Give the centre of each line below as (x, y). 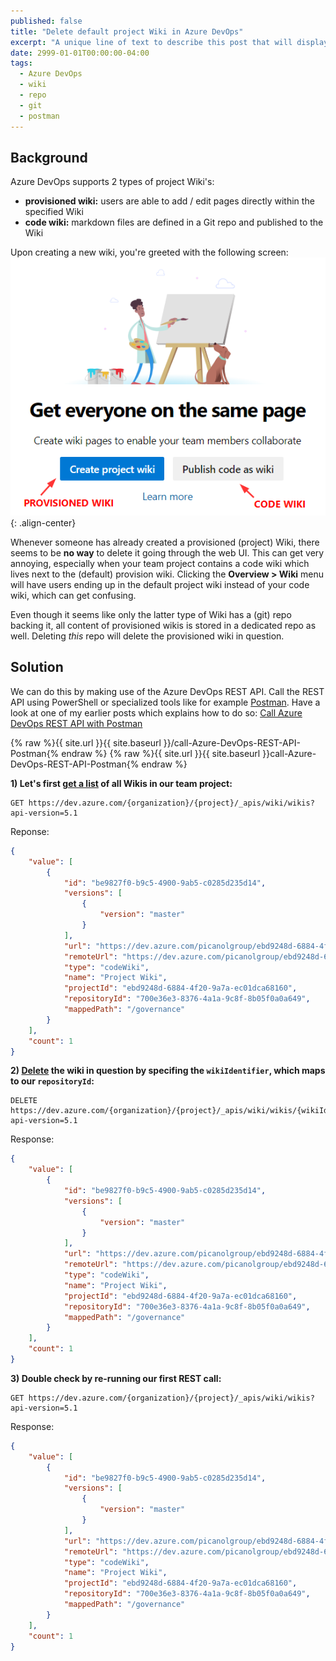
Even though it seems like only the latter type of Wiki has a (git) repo (151, 615)
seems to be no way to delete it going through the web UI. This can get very (167, 553)
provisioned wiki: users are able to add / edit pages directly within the (169, 201)
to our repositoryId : (52, 1081)
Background (49, 157)
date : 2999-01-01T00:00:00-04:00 (80, 53)
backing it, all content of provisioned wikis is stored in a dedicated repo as (163, 626)
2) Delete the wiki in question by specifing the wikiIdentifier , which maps (168, 1071)
